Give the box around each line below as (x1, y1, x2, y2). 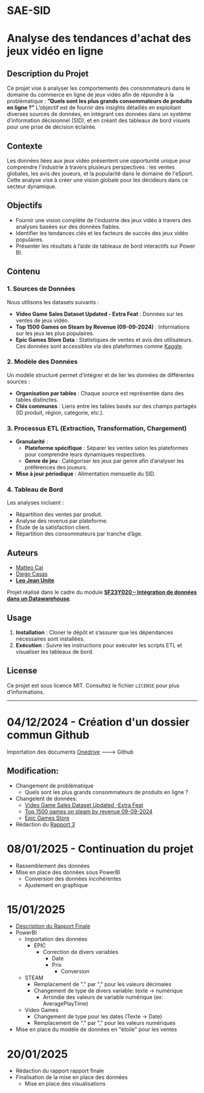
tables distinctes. (15, 396, 59, 403)
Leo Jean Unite (15, 577, 54, 584)
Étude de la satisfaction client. (15, 523, 91, 531)
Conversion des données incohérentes (24, 875, 122, 882)
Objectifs (7, 200, 43, 211)
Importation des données (24, 936, 88, 943)
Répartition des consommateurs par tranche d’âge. (15, 530, 143, 537)
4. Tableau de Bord (7, 485, 64, 494)
